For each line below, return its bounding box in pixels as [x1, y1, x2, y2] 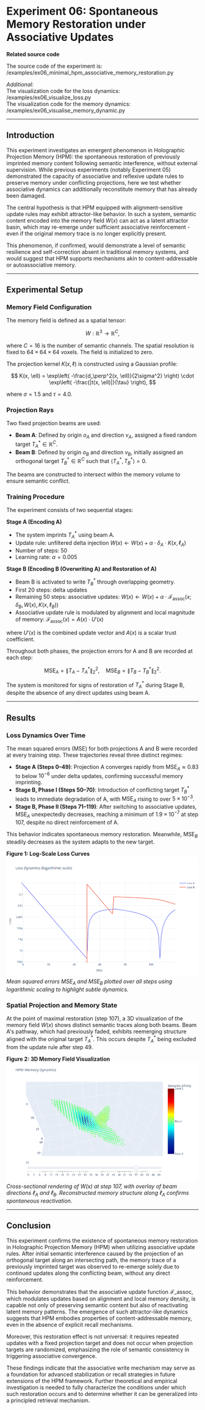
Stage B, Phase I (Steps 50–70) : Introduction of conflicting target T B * [15, 785, 190, 795]
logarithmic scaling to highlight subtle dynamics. [6, 985, 129, 993]
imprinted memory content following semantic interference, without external [6, 159, 198, 166]
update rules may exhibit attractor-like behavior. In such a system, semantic [6, 210, 196, 218]
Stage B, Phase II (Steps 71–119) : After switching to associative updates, [15, 803, 197, 811]
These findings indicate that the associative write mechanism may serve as [6, 1364, 195, 1371]
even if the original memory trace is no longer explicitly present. [6, 229, 167, 237]
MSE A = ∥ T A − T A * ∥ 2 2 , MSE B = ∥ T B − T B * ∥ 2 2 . [44, 666, 161, 675]
